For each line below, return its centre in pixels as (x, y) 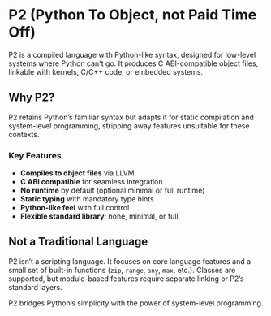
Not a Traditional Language (78, 242)
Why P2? (32, 98)
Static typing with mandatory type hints (87, 199)
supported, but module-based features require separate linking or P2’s (127, 279)
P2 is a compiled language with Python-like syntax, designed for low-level (132, 54)
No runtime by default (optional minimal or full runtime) (112, 190)
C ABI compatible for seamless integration (92, 182)
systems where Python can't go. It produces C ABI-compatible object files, (133, 63)
